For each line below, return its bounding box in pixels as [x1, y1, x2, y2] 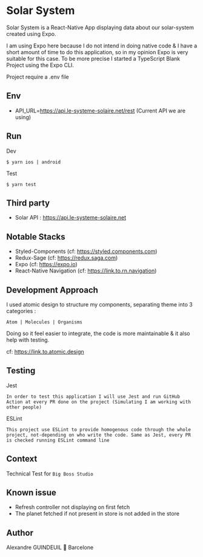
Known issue [6, 488, 56, 498]
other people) [6, 404, 42, 410]
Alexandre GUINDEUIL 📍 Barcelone [6, 544, 94, 551]
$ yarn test [6, 181, 36, 187]
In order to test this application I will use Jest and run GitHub [6, 393, 181, 400]
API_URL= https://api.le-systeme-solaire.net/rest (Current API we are [15, 107, 186, 114]
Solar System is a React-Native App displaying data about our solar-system [6, 24, 195, 31]
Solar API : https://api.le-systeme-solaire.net [15, 214, 127, 221]
